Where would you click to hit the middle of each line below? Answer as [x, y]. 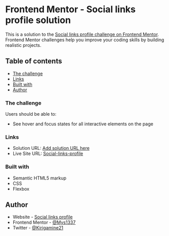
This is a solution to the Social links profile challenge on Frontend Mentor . [82, 34]
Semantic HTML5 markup [39, 178]
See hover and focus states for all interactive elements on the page [83, 124]
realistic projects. [23, 45]
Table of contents [34, 61]
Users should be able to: [31, 114]
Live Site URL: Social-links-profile [48, 153]
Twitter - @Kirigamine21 [38, 228]
